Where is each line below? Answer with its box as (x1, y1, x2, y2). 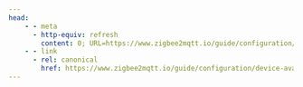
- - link (24, 47, 58, 56)
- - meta (24, 22, 58, 31)
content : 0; (41, 38, 87, 48)
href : (41, 64, 62, 73)
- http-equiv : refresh (32, 30, 118, 39)
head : (8, 13, 29, 23)
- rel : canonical (32, 55, 99, 64)
